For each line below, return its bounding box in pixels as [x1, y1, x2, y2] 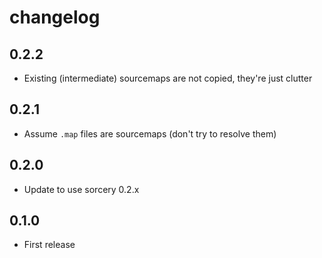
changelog [9, 6, 101, 29]
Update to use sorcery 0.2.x [23, 183, 140, 195]
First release [23, 239, 76, 251]
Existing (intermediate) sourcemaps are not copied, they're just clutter [23, 72, 313, 84]
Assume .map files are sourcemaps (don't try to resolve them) [23, 127, 277, 140]
